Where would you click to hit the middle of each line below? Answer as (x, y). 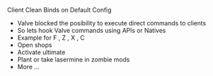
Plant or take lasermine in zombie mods (73, 60)
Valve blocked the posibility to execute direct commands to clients (111, 23)
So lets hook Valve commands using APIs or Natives (91, 30)
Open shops (35, 45)
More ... (28, 67)
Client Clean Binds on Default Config (59, 10)
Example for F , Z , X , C (51, 38)
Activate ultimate (41, 52)
